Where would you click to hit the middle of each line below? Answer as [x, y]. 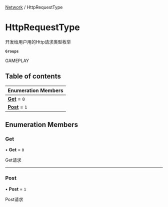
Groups [12, 51]
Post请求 [14, 199]
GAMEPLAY [17, 60]
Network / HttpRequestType [34, 7]
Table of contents [33, 76]
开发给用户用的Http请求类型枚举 [38, 41]
